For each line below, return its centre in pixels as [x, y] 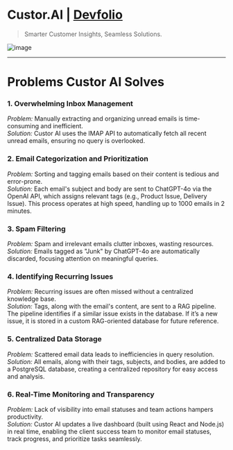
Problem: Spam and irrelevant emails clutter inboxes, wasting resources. [110, 244]
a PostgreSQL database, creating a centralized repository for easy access [113, 369]
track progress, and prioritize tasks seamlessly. [75, 439]
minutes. [20, 211]
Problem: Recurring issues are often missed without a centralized [100, 292]
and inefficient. [62, 126]
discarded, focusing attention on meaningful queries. [83, 259]
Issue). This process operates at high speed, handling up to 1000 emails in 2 [116, 203]
